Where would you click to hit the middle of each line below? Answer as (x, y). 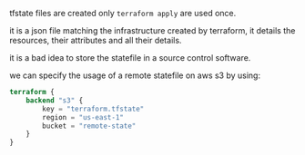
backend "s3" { (55, 100)
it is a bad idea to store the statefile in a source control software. (130, 58)
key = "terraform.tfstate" (93, 109)
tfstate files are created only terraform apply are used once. (123, 13)
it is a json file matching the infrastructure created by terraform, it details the (152, 30)
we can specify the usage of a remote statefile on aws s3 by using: (135, 75)
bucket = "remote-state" (89, 126)
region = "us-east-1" (83, 117)
